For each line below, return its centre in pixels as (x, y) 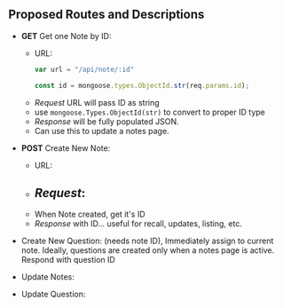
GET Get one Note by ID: (66, 36)
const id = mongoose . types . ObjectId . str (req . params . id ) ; (142, 85)
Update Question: (53, 294)
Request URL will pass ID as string (97, 102)
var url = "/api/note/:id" (84, 69)
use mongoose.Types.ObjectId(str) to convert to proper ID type (149, 112)
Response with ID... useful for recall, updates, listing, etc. (138, 224)
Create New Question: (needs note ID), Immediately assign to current (147, 241)
